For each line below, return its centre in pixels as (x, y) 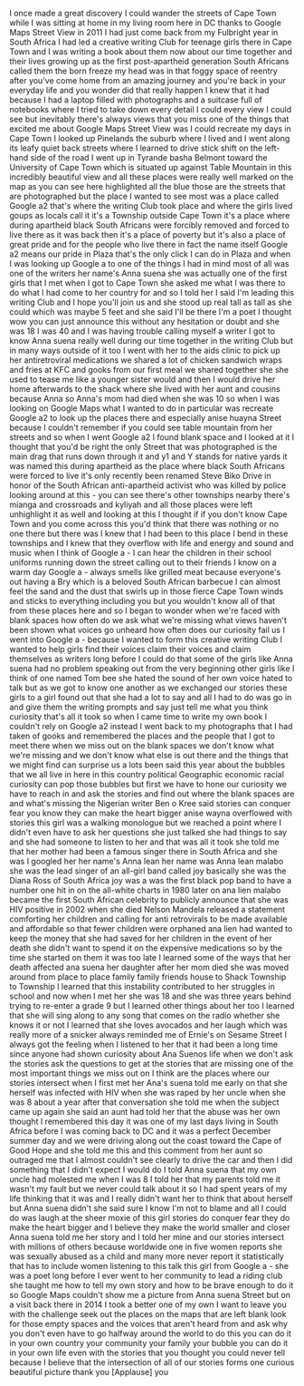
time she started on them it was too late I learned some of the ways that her (150, 957)
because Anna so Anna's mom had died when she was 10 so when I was (145, 399)
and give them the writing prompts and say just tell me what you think (139, 707)
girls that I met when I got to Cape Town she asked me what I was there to (147, 283)
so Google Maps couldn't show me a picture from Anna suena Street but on (150, 1295)
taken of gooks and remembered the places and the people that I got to (142, 736)
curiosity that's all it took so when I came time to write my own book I (138, 717)
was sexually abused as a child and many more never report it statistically (147, 1256)
